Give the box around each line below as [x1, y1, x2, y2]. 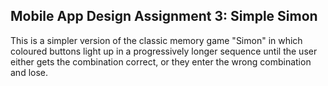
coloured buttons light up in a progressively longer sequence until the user [10, 45, 318, 57]
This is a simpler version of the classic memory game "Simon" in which [10, 34, 303, 46]
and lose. [10, 66, 49, 78]
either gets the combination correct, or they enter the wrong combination [10, 55, 312, 68]
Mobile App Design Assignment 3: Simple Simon [10, 8, 318, 25]
